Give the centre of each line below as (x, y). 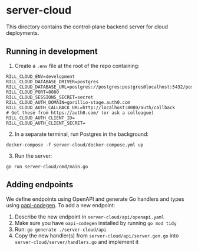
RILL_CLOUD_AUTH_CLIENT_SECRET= (46, 123)
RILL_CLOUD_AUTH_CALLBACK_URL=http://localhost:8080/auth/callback (91, 107)
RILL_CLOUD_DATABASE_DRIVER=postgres (52, 82)
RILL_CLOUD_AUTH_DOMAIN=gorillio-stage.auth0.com (68, 102)
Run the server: (33, 156)
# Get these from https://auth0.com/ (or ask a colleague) (80, 113)
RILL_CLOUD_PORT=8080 (33, 92)
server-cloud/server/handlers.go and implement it (77, 242)
